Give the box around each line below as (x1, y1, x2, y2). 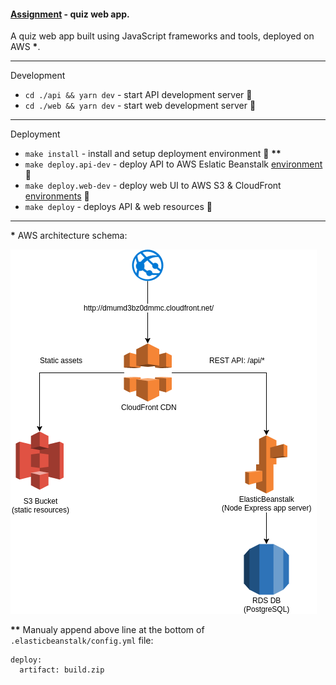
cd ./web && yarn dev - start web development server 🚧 (24, 100, 257, 112)
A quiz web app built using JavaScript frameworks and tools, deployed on (10, 30, 315, 42)
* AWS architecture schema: (10, 230, 128, 242)
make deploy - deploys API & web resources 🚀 (24, 201, 213, 213)
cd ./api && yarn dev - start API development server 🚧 (24, 89, 253, 101)
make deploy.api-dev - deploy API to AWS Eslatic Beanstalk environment (24, 158, 323, 170)
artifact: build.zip (19, 665, 105, 675)
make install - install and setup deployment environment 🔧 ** (24, 148, 282, 160)
